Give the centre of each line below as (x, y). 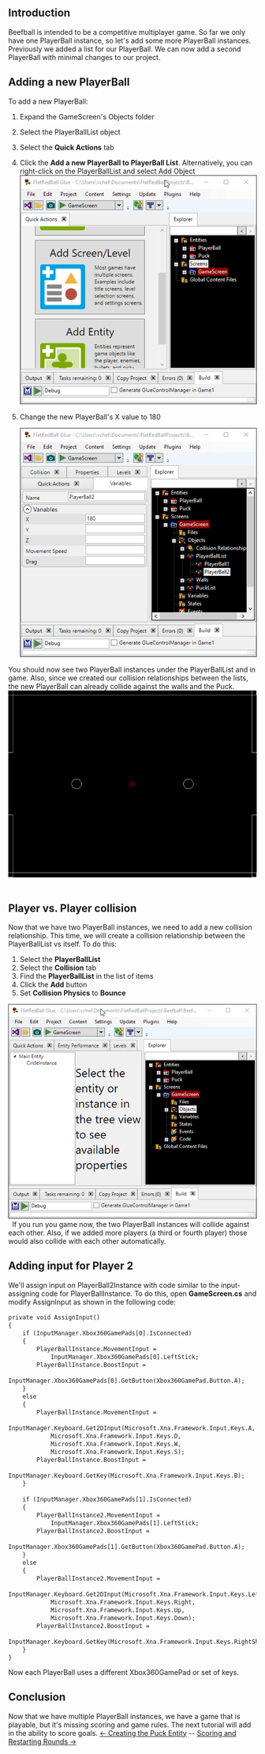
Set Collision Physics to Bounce (73, 993)
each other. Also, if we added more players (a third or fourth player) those (128, 1233)
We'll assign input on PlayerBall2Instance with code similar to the (114, 1285)
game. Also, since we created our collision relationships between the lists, (128, 678)
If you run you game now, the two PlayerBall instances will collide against (131, 1224)
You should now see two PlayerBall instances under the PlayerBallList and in (132, 670)
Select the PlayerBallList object (70, 132)
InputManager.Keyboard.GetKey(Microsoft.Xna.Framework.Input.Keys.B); (127, 1476)
